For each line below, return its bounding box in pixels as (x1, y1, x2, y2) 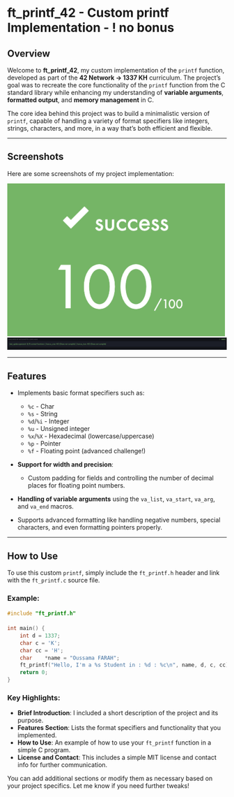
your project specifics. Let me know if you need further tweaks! (7, 782, 189, 790)
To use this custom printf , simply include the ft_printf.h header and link (7, 568, 220, 577)
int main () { (7, 625, 45, 632)
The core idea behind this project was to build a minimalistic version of (7, 110, 210, 117)
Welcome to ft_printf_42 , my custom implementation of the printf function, (7, 66, 225, 74)
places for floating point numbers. (27, 481, 125, 490)
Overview (7, 47, 51, 59)
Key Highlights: (7, 693, 61, 703)
